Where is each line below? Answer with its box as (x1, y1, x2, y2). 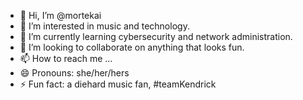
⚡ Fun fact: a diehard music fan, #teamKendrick (19, 78, 217, 90)
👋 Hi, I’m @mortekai (19, 10, 102, 21)
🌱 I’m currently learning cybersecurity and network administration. (19, 31, 293, 42)
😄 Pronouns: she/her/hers (19, 67, 130, 79)
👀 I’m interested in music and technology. (19, 20, 190, 32)
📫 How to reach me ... (19, 53, 113, 64)
